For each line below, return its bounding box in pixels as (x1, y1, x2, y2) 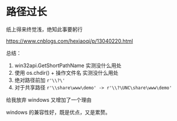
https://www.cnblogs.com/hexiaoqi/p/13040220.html (6, 37, 133, 44)
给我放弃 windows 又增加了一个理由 (6, 96, 92, 103)
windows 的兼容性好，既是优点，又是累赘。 (6, 109, 111, 116)
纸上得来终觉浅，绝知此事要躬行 (6, 26, 83, 33)
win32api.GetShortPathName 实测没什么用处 (14, 62, 122, 69)
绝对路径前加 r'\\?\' (14, 77, 65, 84)
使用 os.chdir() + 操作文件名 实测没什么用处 (14, 69, 119, 76)
